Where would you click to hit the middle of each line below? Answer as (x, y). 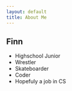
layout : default (26, 12)
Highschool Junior (37, 56)
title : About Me (26, 17)
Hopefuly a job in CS (40, 81)
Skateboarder (32, 69)
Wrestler (25, 62)
